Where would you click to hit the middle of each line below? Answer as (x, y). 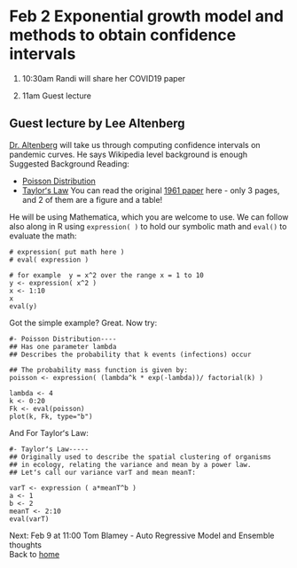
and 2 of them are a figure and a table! (92, 199)
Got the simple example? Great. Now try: (83, 323)
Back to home (35, 554)
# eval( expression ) (49, 260)
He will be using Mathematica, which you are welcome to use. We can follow (149, 217)
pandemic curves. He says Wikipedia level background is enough (129, 154)
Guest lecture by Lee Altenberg (97, 124)
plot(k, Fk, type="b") (51, 416)
